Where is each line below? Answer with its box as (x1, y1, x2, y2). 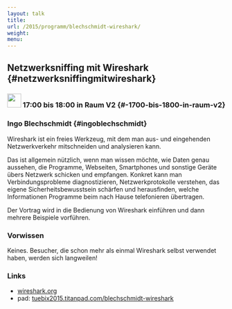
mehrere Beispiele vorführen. (7, 213, 91, 222)
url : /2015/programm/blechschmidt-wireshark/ (7, 23, 141, 30)
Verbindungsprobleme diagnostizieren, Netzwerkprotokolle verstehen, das (7, 178, 220, 186)
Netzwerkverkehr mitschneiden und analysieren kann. (7, 142, 161, 150)
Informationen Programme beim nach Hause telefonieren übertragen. (7, 192, 205, 201)
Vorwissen (7, 231, 44, 240)
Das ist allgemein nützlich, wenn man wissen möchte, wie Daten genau (7, 156, 210, 164)
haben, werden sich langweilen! (7, 254, 98, 262)
